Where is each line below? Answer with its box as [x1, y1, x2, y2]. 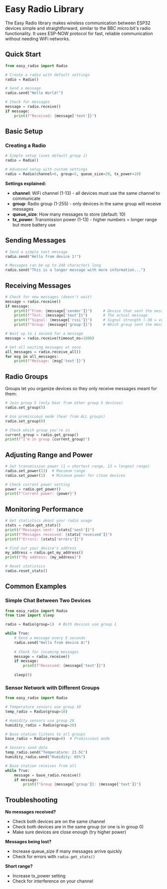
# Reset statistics [5, 564, 46, 569]
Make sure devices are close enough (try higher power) [12, 829, 127, 835]
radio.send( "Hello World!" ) [5, 90, 64, 95]
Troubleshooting [5, 796, 58, 804]
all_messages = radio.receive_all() [5, 349, 81, 354]
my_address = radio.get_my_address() [5, 550, 83, 555]
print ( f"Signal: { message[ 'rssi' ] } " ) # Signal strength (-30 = [14, 318, 157, 323]
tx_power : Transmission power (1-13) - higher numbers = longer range [12, 216, 158, 222]
